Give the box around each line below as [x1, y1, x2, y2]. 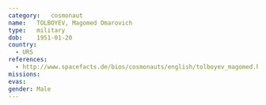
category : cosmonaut [8, 11, 83, 20]
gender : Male [8, 84, 51, 93]
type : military [8, 26, 66, 34]
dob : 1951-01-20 [8, 33, 73, 42]
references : [8, 56, 47, 64]
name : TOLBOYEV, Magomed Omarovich [8, 19, 133, 27]
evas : [8, 77, 26, 85]
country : [8, 41, 37, 49]
